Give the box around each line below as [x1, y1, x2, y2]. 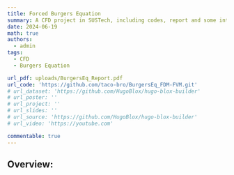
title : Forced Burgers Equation [7, 10, 101, 17]
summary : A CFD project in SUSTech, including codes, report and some [7, 17, 217, 24]
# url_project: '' [7, 100, 61, 108]
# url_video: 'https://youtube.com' [7, 120, 114, 127]
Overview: [7, 158, 54, 170]
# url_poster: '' [7, 94, 58, 101]
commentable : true [7, 132, 61, 139]
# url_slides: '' [7, 107, 58, 114]
